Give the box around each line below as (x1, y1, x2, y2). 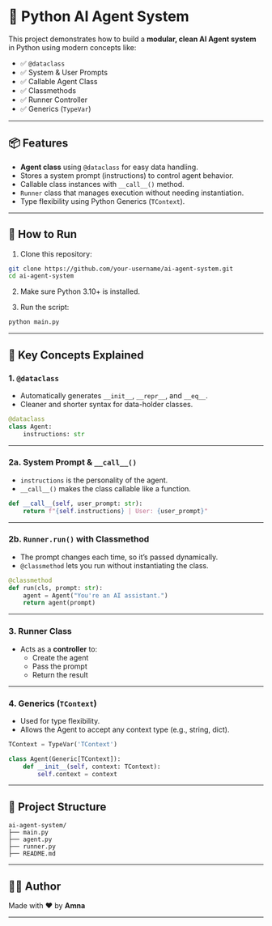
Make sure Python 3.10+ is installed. (19, 287, 140, 296)
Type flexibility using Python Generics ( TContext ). (19, 196, 185, 206)
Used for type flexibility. (19, 716, 100, 725)
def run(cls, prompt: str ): (8, 584, 104, 592)
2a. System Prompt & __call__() (8, 457, 138, 468)
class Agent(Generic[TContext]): (8, 754, 121, 763)
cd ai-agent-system (8, 272, 74, 280)
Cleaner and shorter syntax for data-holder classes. (19, 399, 193, 409)
